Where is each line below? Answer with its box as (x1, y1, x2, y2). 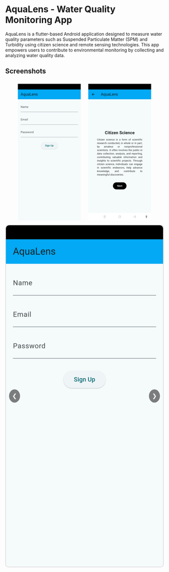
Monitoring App (5, 14, 72, 26)
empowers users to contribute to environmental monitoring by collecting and (5, 47, 164, 53)
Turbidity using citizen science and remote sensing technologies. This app (5, 41, 159, 47)
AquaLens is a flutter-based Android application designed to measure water (5, 31, 162, 37)
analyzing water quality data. (5, 52, 65, 58)
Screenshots (5, 67, 46, 76)
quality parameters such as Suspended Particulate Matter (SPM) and (5, 36, 148, 42)
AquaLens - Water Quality (5, 4, 116, 15)
